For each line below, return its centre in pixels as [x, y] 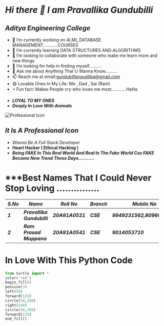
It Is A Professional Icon [42, 131]
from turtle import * [27, 273]
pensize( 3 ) [16, 287]
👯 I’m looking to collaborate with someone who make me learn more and [85, 55]
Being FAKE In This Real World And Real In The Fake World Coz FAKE [83, 153]
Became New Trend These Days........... [53, 158]
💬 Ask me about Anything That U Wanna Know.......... [65, 71]
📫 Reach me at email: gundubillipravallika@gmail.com [66, 76]
